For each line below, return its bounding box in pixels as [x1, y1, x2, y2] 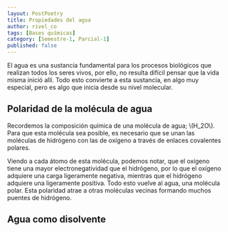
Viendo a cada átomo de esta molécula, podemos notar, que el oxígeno [7, 157, 210, 165]
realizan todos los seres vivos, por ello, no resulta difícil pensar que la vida [7, 68, 220, 77]
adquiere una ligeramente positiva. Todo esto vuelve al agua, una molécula [7, 179, 220, 187]
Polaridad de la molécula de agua [7, 103, 153, 115]
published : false [7, 42, 57, 49]
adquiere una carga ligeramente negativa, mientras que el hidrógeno [7, 171, 202, 180]
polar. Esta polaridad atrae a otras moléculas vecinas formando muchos [7, 186, 211, 194]
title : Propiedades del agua [7, 17, 91, 23]
